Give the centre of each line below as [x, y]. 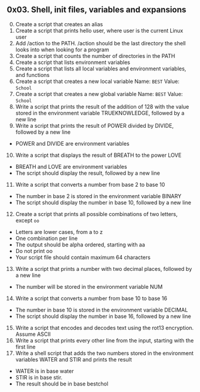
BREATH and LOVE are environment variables [71, 166]
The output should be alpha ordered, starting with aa [80, 245]
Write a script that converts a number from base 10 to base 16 [91, 298]
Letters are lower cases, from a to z [59, 232]
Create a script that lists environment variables [73, 62]
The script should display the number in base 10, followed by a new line [103, 202]
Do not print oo [34, 251]
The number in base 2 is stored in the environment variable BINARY [98, 196]
